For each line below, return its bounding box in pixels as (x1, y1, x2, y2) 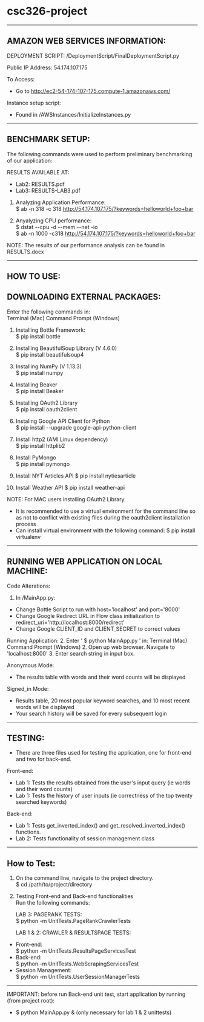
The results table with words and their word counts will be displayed (15, 673, 186, 681)
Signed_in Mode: (7, 685, 49, 692)
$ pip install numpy (15, 369, 64, 376)
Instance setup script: (7, 99, 61, 106)
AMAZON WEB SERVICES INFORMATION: (7, 36, 166, 46)
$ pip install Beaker (15, 387, 64, 394)
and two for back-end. (15, 755, 72, 763)
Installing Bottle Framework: (15, 326, 85, 334)
